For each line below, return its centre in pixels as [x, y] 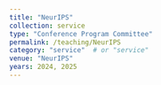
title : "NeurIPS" [41, 17]
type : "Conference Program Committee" [81, 34]
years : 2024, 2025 [43, 67]
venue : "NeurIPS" [41, 58]
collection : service [48, 26]
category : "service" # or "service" [79, 50]
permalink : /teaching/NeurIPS [65, 42]
